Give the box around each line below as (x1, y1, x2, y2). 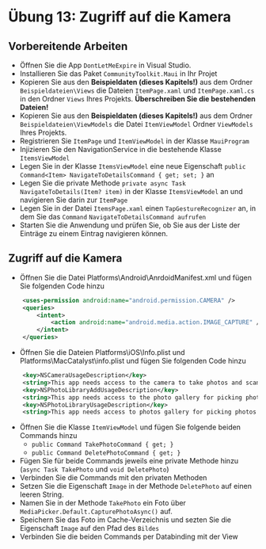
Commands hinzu (19, 431, 78, 440)
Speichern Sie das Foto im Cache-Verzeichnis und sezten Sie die (19, 515, 232, 524)
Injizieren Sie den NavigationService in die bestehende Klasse (19, 145, 222, 154)
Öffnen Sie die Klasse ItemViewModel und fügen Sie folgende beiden (19, 422, 241, 432)
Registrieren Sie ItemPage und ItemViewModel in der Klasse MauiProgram (19, 136, 249, 146)
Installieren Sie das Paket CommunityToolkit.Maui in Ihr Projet (19, 69, 218, 78)
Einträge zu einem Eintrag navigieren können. (19, 229, 169, 238)
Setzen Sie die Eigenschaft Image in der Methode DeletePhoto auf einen (19, 482, 252, 491)
